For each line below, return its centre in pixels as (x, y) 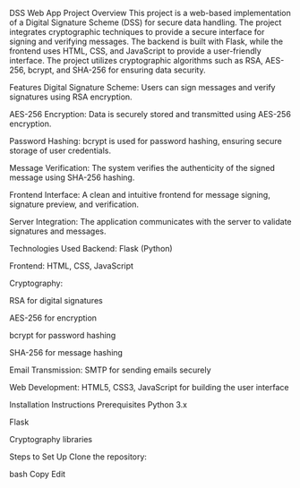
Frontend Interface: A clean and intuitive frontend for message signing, (140, 195)
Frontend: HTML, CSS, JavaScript (72, 266)
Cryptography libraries (51, 439)
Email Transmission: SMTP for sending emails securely (111, 370)
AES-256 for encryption (53, 318)
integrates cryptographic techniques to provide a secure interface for (137, 32)
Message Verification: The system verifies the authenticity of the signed (142, 168)
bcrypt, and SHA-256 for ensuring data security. (117, 70)
